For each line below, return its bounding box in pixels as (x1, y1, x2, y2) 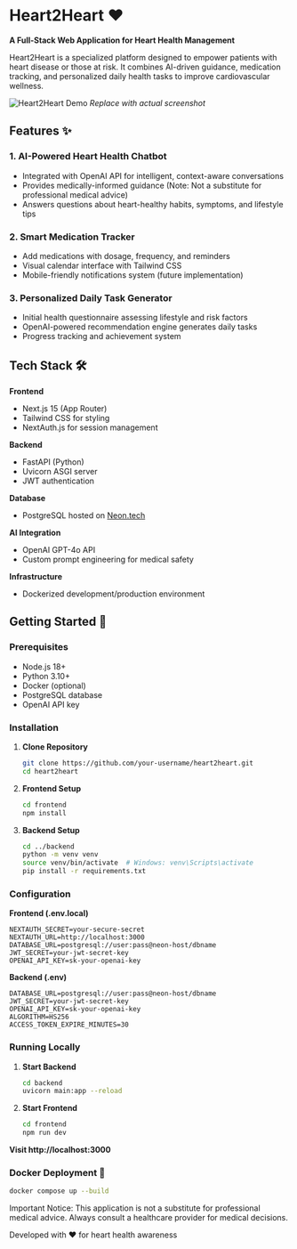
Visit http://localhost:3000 (9, 1145, 111, 1156)
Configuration (9, 888, 71, 900)
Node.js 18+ (21, 661, 67, 672)
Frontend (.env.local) (9, 908, 89, 919)
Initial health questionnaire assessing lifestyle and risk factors (21, 312, 248, 323)
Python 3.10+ (21, 670, 71, 681)
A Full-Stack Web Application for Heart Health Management (9, 35, 236, 45)
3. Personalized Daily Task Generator (9, 291, 173, 304)
